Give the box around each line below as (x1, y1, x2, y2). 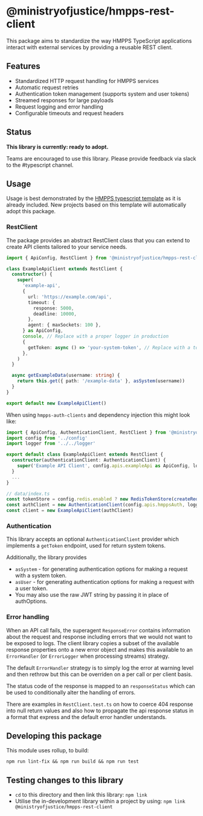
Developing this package (6, 731, 102, 741)
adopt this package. (6, 208, 56, 215)
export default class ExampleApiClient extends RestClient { (6, 451, 164, 458)
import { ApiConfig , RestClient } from (6, 254, 107, 261)
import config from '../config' (6, 435, 88, 441)
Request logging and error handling (14, 103, 104, 110)
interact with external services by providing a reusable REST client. (6, 44, 173, 51)
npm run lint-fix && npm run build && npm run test (6, 758, 139, 765)
